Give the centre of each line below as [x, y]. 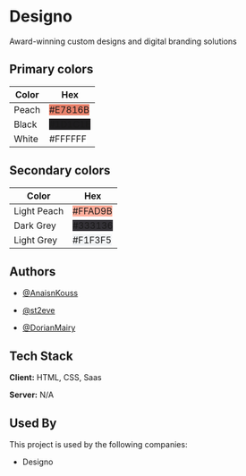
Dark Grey [35, 225]
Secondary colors [60, 170]
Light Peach [39, 210]
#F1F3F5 [92, 240]
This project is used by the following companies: [98, 444]
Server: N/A [32, 395]
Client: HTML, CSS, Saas [55, 378]
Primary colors [51, 69]
